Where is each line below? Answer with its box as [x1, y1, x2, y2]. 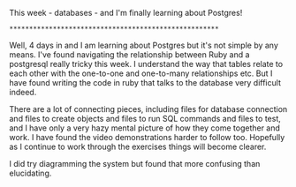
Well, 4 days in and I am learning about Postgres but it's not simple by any [9, 40, 278, 50]
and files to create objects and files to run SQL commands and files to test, [9, 114, 281, 123]
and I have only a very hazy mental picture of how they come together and [9, 123, 281, 133]
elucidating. [9, 168, 52, 178]
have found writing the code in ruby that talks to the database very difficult [9, 78, 281, 87]
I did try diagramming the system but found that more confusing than [9, 159, 261, 168]
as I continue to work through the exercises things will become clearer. [9, 141, 267, 152]
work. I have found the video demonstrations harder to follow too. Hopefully [9, 132, 285, 142]
